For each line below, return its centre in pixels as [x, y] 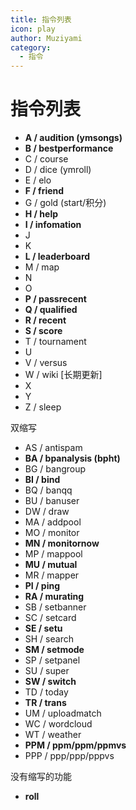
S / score [43, 331]
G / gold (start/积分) [65, 203]
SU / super [47, 671]
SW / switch [50, 682]
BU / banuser [52, 501]
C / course [46, 159]
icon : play [33, 29]
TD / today [46, 692]
